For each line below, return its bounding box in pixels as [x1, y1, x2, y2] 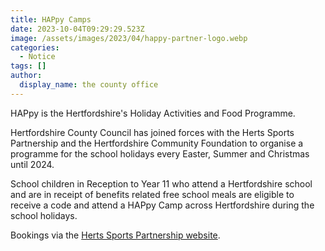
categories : [10, 42, 60, 53]
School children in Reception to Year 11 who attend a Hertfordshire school [10, 177, 313, 190]
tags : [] [10, 61, 47, 71]
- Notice [19, 52, 56, 62]
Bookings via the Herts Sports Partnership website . [10, 229, 221, 241]
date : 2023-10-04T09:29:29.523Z [10, 24, 145, 34]
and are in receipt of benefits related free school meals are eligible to [10, 188, 295, 200]
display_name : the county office [19, 80, 159, 90]
